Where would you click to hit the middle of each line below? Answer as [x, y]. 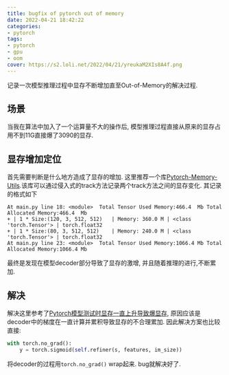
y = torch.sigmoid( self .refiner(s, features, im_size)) [101, 350]
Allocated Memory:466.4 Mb [47, 213]
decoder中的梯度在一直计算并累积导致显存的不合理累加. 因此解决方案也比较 [114, 322]
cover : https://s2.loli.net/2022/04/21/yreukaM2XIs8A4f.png [95, 65]
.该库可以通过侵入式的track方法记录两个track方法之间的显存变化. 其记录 [120, 186]
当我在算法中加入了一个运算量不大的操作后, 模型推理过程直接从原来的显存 [111, 127]
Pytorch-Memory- [192, 177]
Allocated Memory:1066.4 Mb [47, 249]
